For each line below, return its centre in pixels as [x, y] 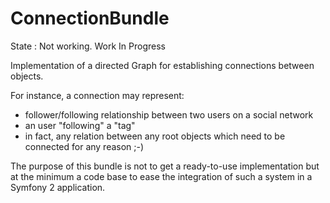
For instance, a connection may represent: [97, 95]
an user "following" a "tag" [80, 125]
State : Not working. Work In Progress [88, 46]
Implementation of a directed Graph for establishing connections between [162, 65]
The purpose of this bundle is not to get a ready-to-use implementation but [165, 166]
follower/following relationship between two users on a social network [169, 114]
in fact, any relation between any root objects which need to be [155, 136]
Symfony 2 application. [58, 187]
